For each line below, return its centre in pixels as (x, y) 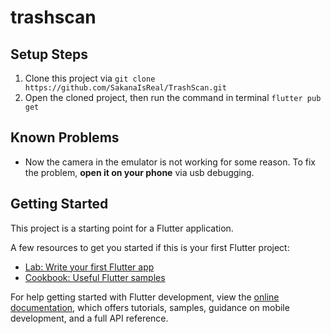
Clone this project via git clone (90, 78)
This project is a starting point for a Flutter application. (122, 228)
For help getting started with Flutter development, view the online (145, 297)
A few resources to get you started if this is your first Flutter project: (150, 247)
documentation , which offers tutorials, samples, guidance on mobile (150, 307)
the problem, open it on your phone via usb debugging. (139, 172)
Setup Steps (49, 54)
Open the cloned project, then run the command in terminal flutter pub (173, 97)
